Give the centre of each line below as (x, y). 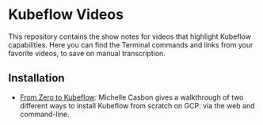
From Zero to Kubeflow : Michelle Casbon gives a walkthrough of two (131, 97)
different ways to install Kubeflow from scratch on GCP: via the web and (137, 105)
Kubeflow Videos (66, 15)
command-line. (44, 114)
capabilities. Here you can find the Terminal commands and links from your (131, 44)
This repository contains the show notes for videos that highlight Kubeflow (130, 36)
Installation (36, 78)
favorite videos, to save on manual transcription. (87, 53)
